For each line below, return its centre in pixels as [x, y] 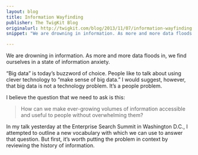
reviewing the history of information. [50, 146]
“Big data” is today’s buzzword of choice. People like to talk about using [94, 73]
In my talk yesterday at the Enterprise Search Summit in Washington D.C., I [97, 127]
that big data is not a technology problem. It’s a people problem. [84, 86]
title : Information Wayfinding [45, 17]
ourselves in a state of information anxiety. [58, 62]
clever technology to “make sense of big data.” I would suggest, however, [96, 80]
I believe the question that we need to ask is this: [66, 98]
